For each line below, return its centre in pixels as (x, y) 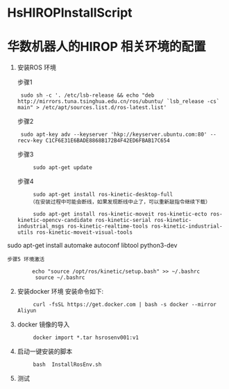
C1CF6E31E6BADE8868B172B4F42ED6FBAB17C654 (108, 141)
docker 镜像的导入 (43, 324)
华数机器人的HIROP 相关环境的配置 (107, 47)
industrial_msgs (41, 227)
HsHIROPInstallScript (70, 13)
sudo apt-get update (62, 168)
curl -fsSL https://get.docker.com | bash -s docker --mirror (125, 305)
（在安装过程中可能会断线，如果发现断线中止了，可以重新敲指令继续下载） (120, 202)
